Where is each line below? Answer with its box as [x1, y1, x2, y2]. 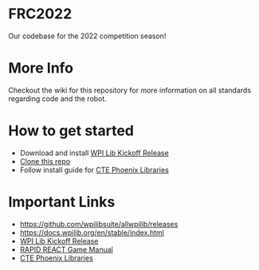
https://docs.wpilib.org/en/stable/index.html [19, 228, 165, 237]
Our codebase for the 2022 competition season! [8, 31, 167, 41]
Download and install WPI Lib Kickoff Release [19, 148, 169, 158]
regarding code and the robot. [8, 93, 108, 104]
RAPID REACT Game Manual [19, 245, 113, 254]
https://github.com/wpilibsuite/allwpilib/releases [19, 219, 179, 229]
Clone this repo [19, 156, 70, 166]
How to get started [8, 122, 134, 140]
